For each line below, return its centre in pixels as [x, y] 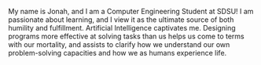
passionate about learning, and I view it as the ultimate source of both [121, 20]
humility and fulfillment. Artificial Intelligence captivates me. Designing [122, 28]
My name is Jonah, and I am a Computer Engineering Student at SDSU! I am [131, 11]
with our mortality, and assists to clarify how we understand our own [119, 45]
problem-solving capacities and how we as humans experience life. [118, 53]
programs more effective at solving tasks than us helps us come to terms [127, 36]
